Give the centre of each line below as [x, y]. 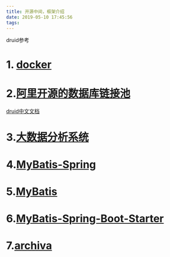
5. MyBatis [32, 192]
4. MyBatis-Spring [51, 164]
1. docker [29, 64]
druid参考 [18, 40]
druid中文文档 [23, 111]
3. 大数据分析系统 [47, 137]
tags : [13, 23]
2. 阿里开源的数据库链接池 [68, 93]
